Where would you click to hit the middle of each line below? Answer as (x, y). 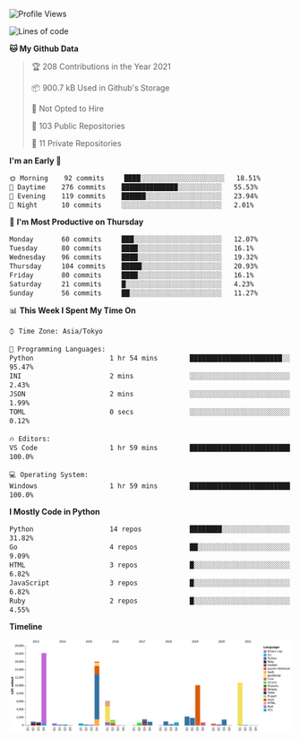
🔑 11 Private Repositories (77, 143)
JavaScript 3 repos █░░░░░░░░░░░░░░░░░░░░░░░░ (150, 583)
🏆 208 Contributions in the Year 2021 (101, 66)
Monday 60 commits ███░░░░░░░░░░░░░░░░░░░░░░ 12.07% (133, 239)
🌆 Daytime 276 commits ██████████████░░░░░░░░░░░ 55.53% (133, 187)
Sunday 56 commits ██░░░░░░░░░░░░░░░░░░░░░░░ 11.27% (133, 293)
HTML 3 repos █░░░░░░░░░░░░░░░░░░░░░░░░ (150, 565)
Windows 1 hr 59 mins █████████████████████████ (150, 486)
